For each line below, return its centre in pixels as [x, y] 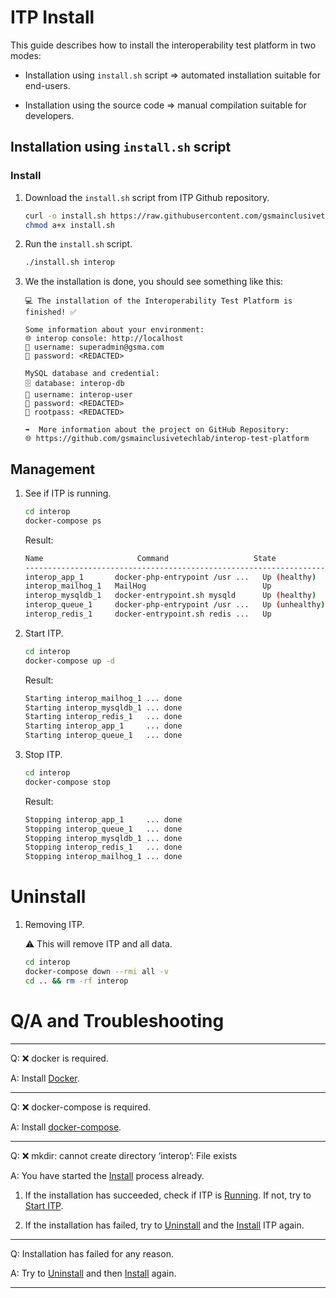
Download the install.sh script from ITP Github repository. [147, 197]
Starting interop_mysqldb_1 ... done [103, 707]
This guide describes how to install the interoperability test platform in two [163, 45]
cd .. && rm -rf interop [76, 981]
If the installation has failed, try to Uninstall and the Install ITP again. [164, 1225]
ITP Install [52, 17]
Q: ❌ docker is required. [59, 1058]
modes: [26, 55]
